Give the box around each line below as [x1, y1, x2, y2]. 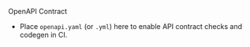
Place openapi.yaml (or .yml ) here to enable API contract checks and [19, 22, 243, 31]
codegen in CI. [19, 31, 68, 39]
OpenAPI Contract [8, 7, 68, 16]
